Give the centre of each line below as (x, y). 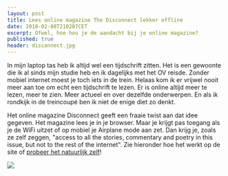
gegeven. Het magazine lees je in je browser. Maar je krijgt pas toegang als (114, 123)
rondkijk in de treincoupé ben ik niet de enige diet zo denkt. (91, 102)
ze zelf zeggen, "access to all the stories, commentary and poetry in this (110, 137)
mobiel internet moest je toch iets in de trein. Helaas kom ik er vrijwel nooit (113, 80)
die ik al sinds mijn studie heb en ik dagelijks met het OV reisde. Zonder (108, 72)
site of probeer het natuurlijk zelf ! (54, 152)
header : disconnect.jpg (41, 46)
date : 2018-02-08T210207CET (48, 26)
